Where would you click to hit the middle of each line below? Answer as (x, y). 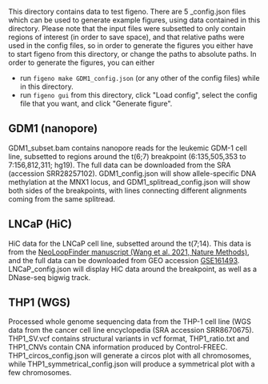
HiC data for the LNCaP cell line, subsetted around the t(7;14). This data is (130, 243)
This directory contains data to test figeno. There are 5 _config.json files (127, 12)
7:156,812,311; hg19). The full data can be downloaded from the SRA (120, 165)
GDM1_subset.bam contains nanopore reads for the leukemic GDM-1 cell (128, 148)
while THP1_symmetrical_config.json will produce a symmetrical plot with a (132, 364)
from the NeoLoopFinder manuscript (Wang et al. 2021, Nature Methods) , (129, 252)
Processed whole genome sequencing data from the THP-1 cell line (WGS (130, 322)
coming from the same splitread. (62, 198)
